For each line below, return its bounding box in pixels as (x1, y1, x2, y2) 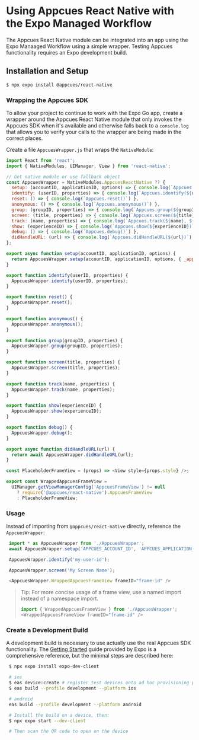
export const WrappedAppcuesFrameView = (6, 479, 108, 484)
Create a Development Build (6, 626, 88, 634)
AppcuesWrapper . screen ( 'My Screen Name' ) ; (8, 567, 115, 573)
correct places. (6, 135, 43, 142)
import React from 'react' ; (6, 157, 76, 164)
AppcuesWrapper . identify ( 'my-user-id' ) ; (8, 556, 110, 563)
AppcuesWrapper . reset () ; (11, 299, 73, 306)
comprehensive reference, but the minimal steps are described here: (6, 652, 174, 659)
